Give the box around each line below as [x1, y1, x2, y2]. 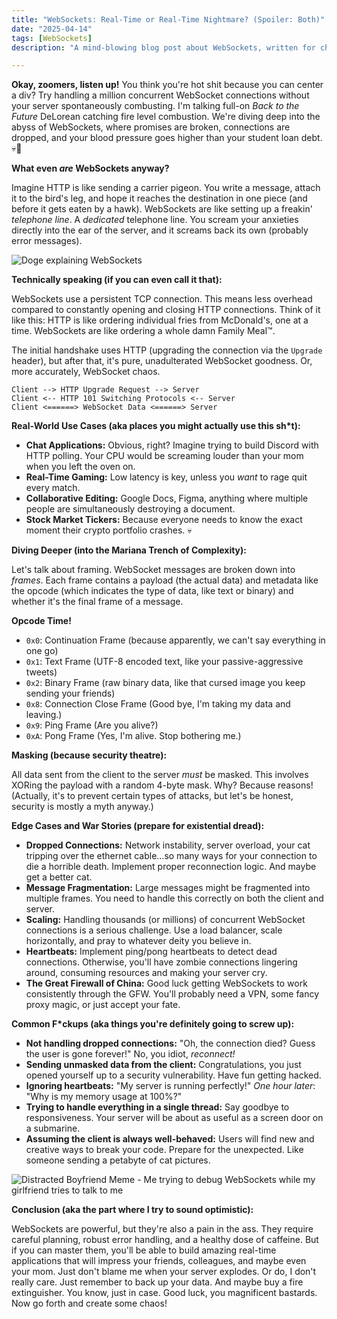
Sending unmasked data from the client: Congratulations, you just [25, 1059, 302, 1071]
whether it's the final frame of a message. [11, 596, 184, 608]
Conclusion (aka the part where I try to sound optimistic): [11, 1204, 254, 1216]
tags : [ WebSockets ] [11, 33, 93, 43]
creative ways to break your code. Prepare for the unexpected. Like [25, 1144, 304, 1156]
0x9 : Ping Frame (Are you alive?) [25, 719, 159, 731]
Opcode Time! [11, 615, 72, 627]
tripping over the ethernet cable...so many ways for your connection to [25, 850, 318, 862]
